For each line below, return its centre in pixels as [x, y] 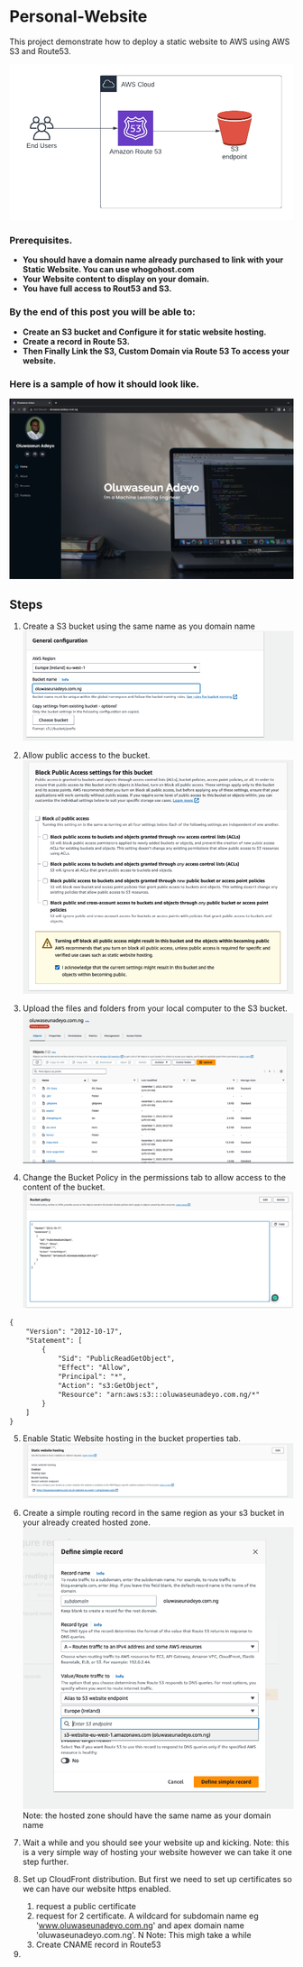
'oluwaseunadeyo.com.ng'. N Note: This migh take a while [143, 1935]
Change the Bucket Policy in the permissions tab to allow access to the [154, 1177]
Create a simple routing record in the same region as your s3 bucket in [153, 1512]
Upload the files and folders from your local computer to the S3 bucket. [155, 1008]
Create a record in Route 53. [76, 341]
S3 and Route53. [40, 51]
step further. [46, 1861]
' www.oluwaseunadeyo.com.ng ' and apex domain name [140, 1925]
